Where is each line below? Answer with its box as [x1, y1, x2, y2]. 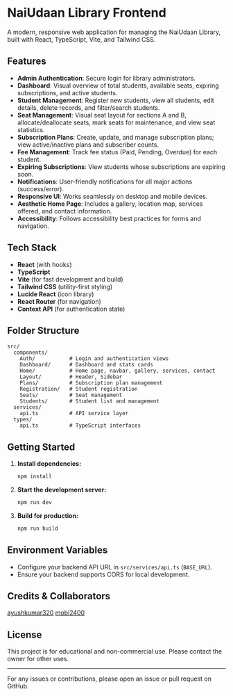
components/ [13, 349, 49, 356]
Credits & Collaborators [7, 590, 111, 602]
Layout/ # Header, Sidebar [19, 373, 123, 380]
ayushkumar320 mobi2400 [7, 608, 85, 617]
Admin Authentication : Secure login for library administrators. [17, 74, 196, 82]
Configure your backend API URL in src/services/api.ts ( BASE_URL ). [17, 563, 213, 571]
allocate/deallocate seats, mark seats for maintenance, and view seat [17, 118, 216, 127]
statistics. [17, 125, 45, 133]
